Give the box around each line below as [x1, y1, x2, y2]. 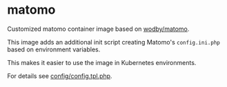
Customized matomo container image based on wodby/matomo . [7, 25, 190, 33]
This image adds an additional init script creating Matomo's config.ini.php [7, 38, 221, 46]
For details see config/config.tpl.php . [7, 71, 112, 80]
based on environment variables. [7, 45, 101, 53]
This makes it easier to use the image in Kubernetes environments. [7, 58, 197, 66]
